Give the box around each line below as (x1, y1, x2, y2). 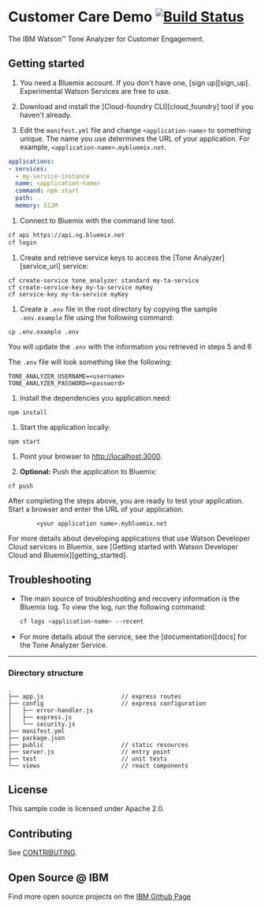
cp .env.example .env (8, 328, 80, 336)
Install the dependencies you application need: (19, 393, 172, 402)
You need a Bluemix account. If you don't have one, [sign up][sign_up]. (19, 77, 251, 87)
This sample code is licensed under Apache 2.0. (8, 804, 165, 813)
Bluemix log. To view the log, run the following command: (19, 602, 207, 612)
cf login (8, 238, 37, 247)
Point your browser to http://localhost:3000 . (19, 451, 163, 461)
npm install (8, 408, 47, 417)
